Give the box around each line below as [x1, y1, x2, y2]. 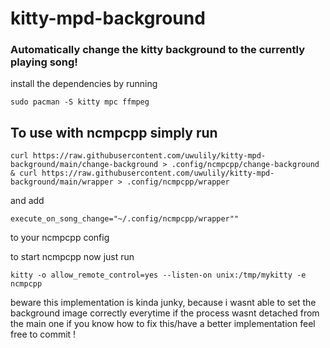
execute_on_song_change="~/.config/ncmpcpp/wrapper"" [10, 214, 240, 224]
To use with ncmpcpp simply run [10, 124, 218, 141]
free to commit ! [10, 328, 77, 341]
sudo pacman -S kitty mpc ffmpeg [10, 97, 150, 107]
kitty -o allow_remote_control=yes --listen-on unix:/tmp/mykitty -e [10, 270, 307, 281]
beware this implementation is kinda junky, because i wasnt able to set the [10, 297, 317, 309]
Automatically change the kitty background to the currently [10, 43, 305, 57]
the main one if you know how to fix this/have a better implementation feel [10, 318, 316, 330]
